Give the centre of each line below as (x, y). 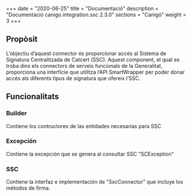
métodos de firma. (28, 188)
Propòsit (22, 39)
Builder (17, 114)
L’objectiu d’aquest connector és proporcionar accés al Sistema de (86, 53)
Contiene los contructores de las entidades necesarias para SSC (84, 126)
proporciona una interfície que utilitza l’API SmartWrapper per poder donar (95, 72)
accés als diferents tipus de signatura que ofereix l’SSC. (74, 78)
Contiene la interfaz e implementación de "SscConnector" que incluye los (95, 182)
